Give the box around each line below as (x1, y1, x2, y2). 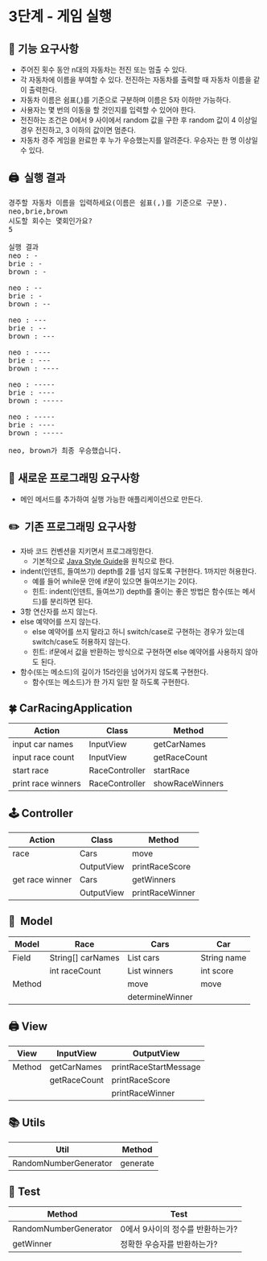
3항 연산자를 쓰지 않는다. (19, 607, 98, 616)
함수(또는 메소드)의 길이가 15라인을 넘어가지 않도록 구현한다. (19, 667, 209, 677)
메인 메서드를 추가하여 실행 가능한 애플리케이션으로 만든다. (19, 494, 203, 504)
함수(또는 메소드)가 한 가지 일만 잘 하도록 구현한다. (31, 678, 190, 687)
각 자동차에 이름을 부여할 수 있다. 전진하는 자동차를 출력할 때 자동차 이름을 (19, 75, 252, 85)
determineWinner (127, 991, 193, 1002)
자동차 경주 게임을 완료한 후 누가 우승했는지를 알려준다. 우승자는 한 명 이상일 (19, 135, 259, 145)
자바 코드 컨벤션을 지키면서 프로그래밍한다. (19, 546, 154, 556)
